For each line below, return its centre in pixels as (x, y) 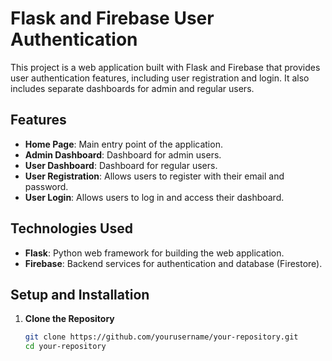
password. (46, 186)
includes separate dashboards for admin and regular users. (132, 88)
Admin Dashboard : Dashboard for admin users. (123, 154)
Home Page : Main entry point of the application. (123, 144)
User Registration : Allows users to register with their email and (154, 176)
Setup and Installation (80, 294)
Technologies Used (71, 228)
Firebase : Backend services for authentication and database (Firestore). (173, 263)
